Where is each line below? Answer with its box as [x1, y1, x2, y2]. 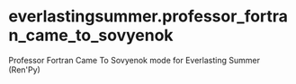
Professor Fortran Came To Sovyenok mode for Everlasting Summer [8, 55, 260, 65]
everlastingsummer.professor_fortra [8, 6, 289, 27]
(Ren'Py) [8, 64, 41, 75]
